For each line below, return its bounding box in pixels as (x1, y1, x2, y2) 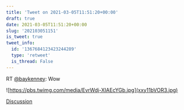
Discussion (6, 98, 33, 105)
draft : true (6, 15, 35, 22)
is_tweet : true (6, 34, 43, 40)
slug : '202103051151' (6, 28, 59, 34)
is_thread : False (11, 58, 54, 64)
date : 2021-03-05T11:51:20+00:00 (6, 22, 87, 27)
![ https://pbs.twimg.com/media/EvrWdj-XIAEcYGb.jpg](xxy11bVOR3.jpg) (6, 86, 178, 93)
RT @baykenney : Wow (6, 75, 61, 82)
